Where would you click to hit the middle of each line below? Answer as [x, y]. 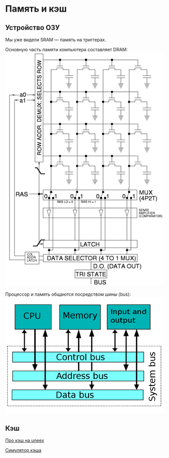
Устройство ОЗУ [33, 28]
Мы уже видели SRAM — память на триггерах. [56, 40]
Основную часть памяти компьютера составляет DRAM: [67, 49]
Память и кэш [36, 9]
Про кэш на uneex [25, 440]
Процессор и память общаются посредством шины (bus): [68, 294]
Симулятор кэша [23, 450]
